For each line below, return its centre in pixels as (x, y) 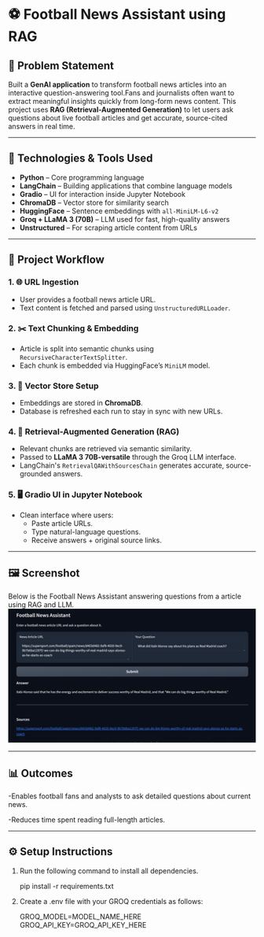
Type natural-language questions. (86, 531)
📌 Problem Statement (61, 66)
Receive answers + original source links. (97, 540)
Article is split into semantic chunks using (87, 348)
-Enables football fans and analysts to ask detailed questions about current (130, 796)
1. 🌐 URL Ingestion (44, 282)
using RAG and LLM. (41, 604)
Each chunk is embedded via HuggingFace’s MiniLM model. (115, 365)
